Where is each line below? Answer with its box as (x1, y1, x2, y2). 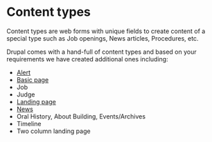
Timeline (16, 119, 42, 128)
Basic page (16, 75, 49, 83)
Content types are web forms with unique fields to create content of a (6, 27, 206, 35)
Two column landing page (16, 127, 91, 135)
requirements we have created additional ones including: (6, 54, 168, 63)
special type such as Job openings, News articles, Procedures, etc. (6, 34, 199, 42)
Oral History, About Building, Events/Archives (16, 112, 146, 121)
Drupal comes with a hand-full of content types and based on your (6, 48, 197, 56)
